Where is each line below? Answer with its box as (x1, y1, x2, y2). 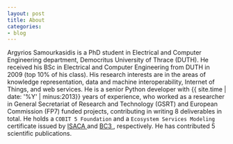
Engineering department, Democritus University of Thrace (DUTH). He (7, 56, 209, 64)
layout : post (7, 10, 45, 17)
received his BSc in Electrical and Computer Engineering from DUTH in (7, 63, 210, 71)
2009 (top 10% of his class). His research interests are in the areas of (7, 71, 207, 79)
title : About (7, 17, 45, 24)
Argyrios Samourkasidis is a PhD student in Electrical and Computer (7, 48, 202, 57)
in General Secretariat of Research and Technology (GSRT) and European (7, 100, 218, 108)
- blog (7, 29, 26, 37)
